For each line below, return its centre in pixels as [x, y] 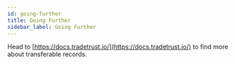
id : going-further [34, 14]
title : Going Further [39, 20]
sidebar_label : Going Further [52, 27]
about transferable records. [47, 54]
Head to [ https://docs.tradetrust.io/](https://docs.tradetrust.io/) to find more [118, 47]
